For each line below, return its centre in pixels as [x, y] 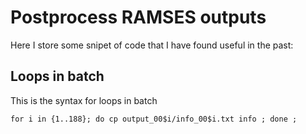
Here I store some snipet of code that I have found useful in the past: [152, 45]
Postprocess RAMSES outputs [138, 17]
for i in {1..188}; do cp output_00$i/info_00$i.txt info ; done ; [154, 119]
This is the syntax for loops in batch [84, 100]
